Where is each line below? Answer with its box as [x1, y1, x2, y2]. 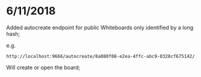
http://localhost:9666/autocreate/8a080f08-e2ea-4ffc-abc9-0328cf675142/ [6, 53, 196, 59]
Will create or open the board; [6, 64, 81, 71]
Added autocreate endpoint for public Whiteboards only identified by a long [6, 24, 194, 31]
